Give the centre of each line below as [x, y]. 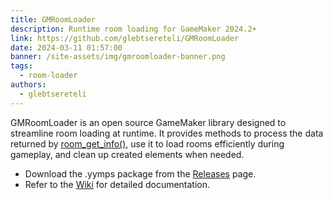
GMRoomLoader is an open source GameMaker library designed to [148, 122]
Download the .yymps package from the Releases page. [140, 173]
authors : [28, 85]
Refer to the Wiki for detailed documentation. [117, 184]
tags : [21, 66]
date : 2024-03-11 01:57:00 [66, 47]
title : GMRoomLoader [53, 19]
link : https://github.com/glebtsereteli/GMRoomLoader [125, 38]
